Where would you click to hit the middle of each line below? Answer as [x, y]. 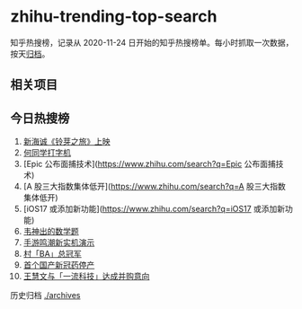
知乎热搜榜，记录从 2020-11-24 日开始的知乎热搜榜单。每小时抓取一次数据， [152, 42]
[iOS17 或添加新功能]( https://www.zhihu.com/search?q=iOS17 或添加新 [154, 209]
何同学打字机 [47, 153]
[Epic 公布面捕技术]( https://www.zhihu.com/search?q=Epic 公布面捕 [150, 164]
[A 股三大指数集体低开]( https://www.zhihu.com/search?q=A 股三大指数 [155, 187]
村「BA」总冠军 [52, 254]
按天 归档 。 [30, 53]
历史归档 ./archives [45, 296]
